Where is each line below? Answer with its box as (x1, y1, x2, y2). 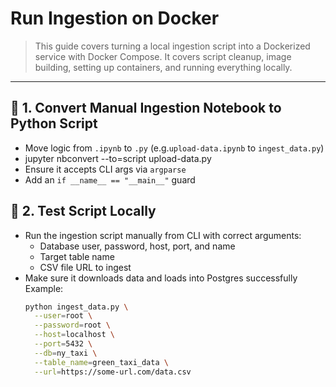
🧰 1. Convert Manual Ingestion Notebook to (10, 100, 282, 117)
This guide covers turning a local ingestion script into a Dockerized (34, 40, 311, 52)
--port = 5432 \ (34, 339, 93, 349)
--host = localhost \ (34, 330, 116, 340)
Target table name (39, 250, 115, 262)
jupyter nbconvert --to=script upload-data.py (24, 152, 212, 164)
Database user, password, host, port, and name (39, 240, 236, 252)
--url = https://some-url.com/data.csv (34, 367, 192, 377)
